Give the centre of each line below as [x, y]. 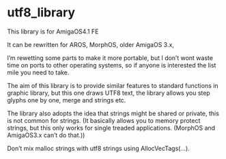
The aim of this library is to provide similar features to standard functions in [113, 85]
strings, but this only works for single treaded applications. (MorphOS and [111, 128]
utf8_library [41, 13]
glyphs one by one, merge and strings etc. [67, 100]
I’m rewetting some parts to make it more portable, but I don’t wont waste [110, 58]
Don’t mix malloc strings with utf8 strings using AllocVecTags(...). [98, 148]
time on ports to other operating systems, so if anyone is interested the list [112, 65]
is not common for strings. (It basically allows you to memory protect [104, 120]
